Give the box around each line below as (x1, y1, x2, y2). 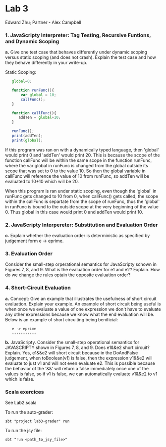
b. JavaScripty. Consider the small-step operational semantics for (5, 339, 140, 345)
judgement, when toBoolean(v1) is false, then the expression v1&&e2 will (5, 355, 153, 361)
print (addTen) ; (11, 133, 43, 139)
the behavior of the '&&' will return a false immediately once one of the (5, 365, 149, 371)
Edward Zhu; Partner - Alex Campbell (5, 19, 82, 25)
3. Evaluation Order (5, 250, 53, 257)
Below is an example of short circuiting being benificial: (5, 316, 118, 322)
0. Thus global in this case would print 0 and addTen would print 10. (5, 209, 144, 215)
